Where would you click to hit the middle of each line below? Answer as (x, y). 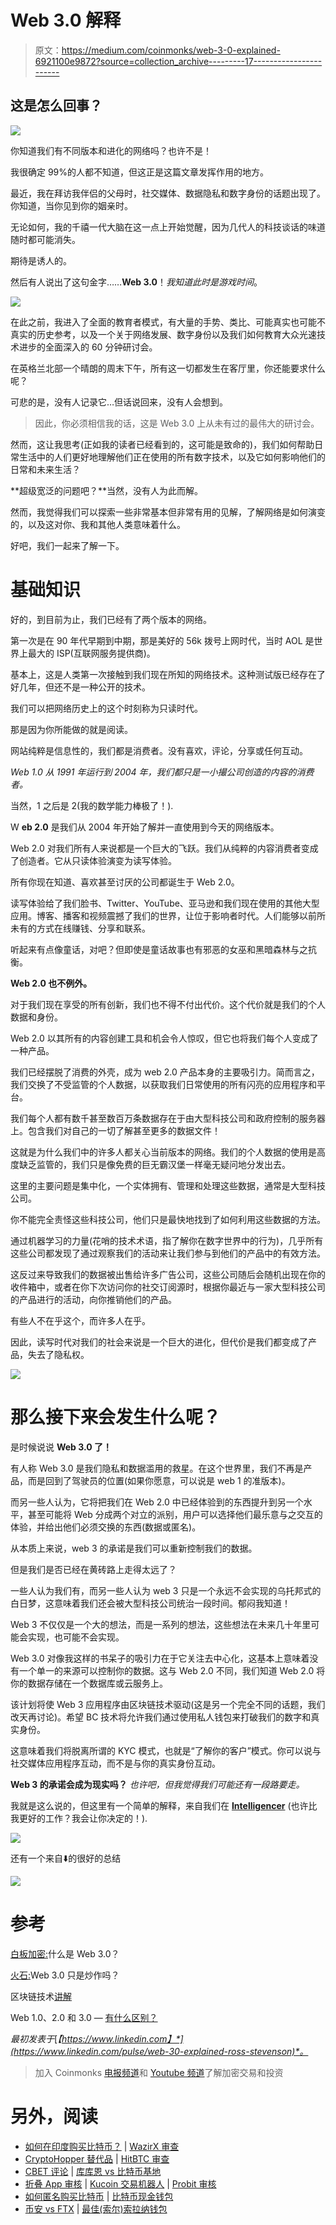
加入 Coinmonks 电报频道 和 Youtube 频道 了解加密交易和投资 (159, 2072)
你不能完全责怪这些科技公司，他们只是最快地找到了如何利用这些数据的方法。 (168, 1219)
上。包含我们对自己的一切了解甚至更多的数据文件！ (115, 1130)
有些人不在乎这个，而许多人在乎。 (80, 1320)
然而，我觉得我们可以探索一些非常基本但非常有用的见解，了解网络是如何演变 (168, 512)
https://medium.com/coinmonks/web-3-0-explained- (171, 50)
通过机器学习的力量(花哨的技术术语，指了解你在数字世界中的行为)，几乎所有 (167, 1240)
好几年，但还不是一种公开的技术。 (80, 687)
